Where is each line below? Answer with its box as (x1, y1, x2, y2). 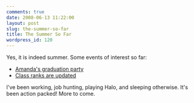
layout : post (6, 20, 39, 26)
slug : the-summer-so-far (6, 25, 69, 32)
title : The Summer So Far (6, 32, 72, 38)
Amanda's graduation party (15, 65, 84, 73)
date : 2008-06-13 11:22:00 (6, 15, 75, 21)
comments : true (6, 8, 45, 15)
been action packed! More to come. (6, 90, 95, 97)
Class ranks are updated (15, 72, 76, 79)
